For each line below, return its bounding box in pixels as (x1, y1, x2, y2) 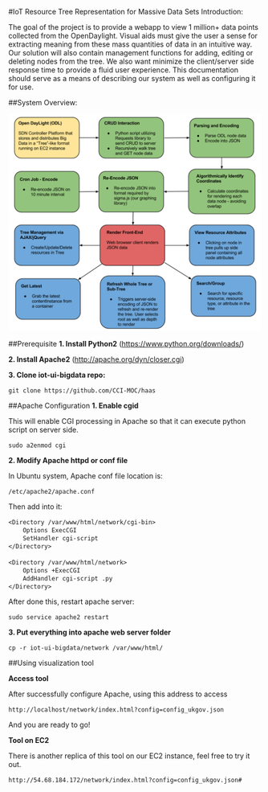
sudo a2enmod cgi (8, 441, 67, 449)
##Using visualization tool (8, 659, 95, 668)
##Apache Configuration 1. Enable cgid (8, 401, 139, 411)
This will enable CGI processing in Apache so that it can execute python (8, 417, 246, 426)
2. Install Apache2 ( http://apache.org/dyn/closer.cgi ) (8, 355, 185, 364)
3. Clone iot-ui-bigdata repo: (8, 370, 106, 380)
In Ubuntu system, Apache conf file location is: (8, 471, 163, 481)
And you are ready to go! (8, 720, 91, 730)
